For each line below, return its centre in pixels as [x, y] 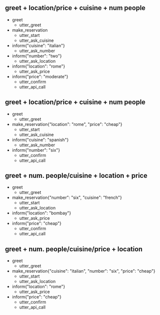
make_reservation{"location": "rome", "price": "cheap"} [67, 124]
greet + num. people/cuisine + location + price [76, 176]
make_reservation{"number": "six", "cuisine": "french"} [67, 198]
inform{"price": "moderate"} [40, 76]
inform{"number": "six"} [36, 150]
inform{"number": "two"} [37, 56]
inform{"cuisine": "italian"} [38, 45]
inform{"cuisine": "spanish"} [40, 140]
